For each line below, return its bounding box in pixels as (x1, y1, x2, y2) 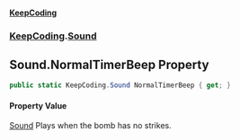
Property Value (9, 100, 67, 111)
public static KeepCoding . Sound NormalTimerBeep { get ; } (9, 81, 231, 90)
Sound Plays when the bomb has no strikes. (9, 120, 173, 131)
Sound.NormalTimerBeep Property (9, 57, 209, 72)
